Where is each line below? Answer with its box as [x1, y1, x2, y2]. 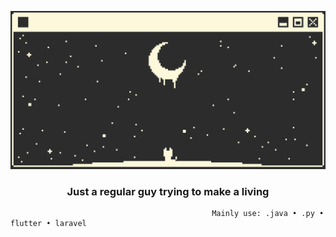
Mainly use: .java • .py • [211, 209, 325, 219]
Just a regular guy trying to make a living [66, 184, 270, 198]
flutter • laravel [10, 219, 87, 229]
